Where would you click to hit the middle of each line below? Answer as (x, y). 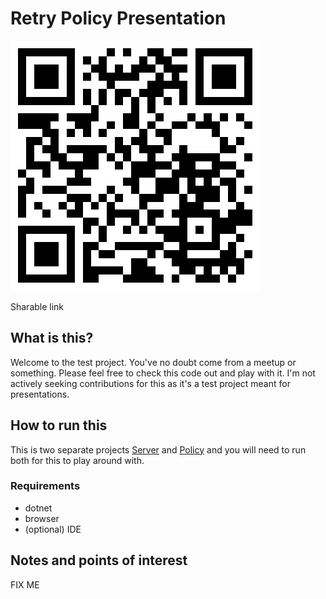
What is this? (52, 338)
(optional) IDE (53, 529)
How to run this (59, 425)
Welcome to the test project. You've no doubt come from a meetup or (153, 362)
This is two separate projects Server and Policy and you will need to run (158, 449)
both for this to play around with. (77, 460)
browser (42, 518)
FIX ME (25, 584)
